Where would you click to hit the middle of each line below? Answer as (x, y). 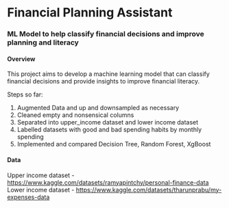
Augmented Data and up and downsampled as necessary (98, 108)
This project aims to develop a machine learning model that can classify (109, 74)
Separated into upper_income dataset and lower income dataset (108, 122)
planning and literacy (43, 42)
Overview (21, 59)
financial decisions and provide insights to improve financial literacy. (104, 81)
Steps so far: (25, 94)
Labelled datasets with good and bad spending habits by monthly (109, 130)
